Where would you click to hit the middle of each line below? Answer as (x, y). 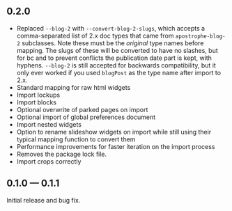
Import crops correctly (49, 161)
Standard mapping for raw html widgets (74, 87)
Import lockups (38, 95)
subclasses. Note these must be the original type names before (113, 43)
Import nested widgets (49, 124)
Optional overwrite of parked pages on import (82, 109)
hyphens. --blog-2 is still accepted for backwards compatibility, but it (116, 65)
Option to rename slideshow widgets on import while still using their (114, 132)
